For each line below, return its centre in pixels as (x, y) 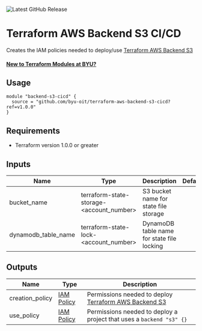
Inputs (19, 164)
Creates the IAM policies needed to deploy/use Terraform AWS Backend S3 (100, 50)
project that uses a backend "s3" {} (137, 319)
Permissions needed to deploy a (132, 311)
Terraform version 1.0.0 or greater (57, 145)
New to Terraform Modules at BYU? (51, 64)
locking (153, 246)
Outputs (22, 267)
